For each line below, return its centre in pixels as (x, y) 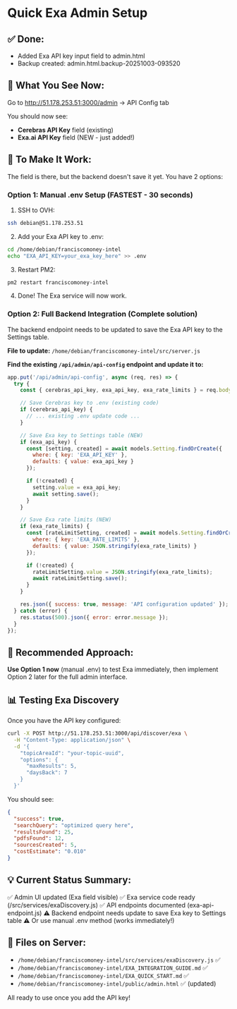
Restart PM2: (36, 269)
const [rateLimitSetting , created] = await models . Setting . (116, 533)
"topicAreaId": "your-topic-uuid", (72, 753)
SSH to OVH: (36, 210)
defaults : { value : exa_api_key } (83, 462)
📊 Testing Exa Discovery (63, 700)
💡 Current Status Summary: (69, 880)
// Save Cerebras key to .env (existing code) (90, 403)
